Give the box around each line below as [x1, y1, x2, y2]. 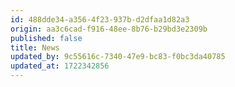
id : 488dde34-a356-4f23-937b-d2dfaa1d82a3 [10, 14, 190, 25]
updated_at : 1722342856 [10, 61, 110, 71]
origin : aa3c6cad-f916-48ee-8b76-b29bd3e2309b [10, 24, 208, 34]
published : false [10, 33, 83, 43]
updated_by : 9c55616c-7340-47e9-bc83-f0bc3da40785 [10, 52, 226, 62]
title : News [10, 42, 60, 53]
